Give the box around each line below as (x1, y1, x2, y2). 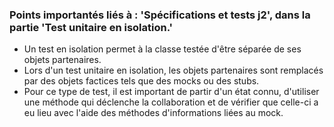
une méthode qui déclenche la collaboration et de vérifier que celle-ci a (23, 96, 319, 108)
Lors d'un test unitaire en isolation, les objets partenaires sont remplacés (23, 64, 324, 77)
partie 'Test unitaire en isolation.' (9, 20, 174, 34)
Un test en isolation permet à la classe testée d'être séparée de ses (23, 43, 302, 55)
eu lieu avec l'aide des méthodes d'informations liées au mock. (23, 107, 284, 119)
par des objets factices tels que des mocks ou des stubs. (23, 75, 260, 87)
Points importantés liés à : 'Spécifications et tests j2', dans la (9, 8, 311, 22)
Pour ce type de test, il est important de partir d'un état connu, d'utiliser (23, 86, 320, 98)
